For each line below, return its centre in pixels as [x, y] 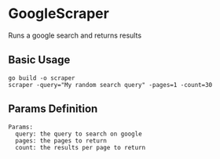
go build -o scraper [42, 78]
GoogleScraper [59, 14]
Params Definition [53, 109]
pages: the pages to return [61, 141]
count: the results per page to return [81, 147]
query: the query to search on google [79, 134]
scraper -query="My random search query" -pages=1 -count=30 [110, 85]
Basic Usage [39, 60]
